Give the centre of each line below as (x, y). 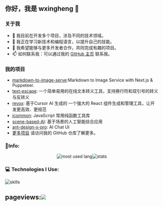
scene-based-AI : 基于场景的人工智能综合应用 (57, 122)
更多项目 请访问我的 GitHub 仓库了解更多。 (55, 133)
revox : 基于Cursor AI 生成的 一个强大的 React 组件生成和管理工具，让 (81, 103)
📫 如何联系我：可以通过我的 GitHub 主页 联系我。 (62, 54)
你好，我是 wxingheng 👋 (42, 9)
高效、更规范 (34, 109)
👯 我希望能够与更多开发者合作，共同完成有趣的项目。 (65, 47)
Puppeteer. (23, 85)
